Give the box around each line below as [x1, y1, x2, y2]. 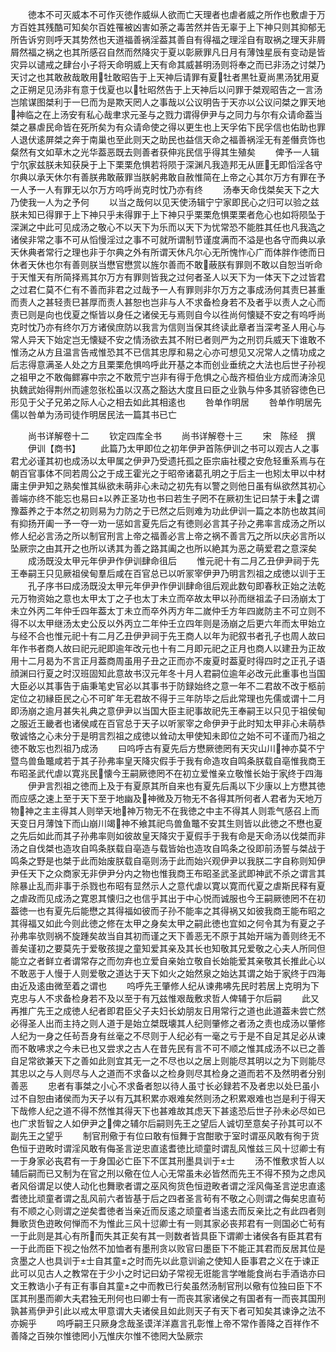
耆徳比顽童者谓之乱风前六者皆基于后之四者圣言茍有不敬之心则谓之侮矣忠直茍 [10, 1193, 326, 1204]
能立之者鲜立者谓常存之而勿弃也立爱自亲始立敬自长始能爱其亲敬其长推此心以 [10, 955, 326, 967]
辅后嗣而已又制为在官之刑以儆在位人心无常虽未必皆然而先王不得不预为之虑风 [10, 1168, 326, 1179]
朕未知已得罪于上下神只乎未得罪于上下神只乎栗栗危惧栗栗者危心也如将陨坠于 [10, 209, 326, 220]
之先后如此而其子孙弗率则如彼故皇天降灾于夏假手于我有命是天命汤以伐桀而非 [10, 830, 326, 842]
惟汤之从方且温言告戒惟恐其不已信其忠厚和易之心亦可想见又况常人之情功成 [10, 346, 317, 358]
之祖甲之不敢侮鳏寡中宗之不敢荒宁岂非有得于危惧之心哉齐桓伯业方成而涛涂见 [10, 371, 326, 383]
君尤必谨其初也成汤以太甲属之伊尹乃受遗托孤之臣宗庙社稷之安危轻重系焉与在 [10, 455, 326, 467]
